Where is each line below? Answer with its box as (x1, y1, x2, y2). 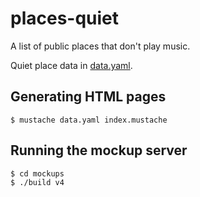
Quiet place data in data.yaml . (10, 59, 133, 71)
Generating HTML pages (10, 88, 167, 106)
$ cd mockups (10, 168, 65, 179)
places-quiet (10, 7, 120, 30)
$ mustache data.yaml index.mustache (10, 115, 168, 125)
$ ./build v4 (10, 177, 65, 187)
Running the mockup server (10, 142, 188, 159)
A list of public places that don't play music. (10, 40, 191, 52)
